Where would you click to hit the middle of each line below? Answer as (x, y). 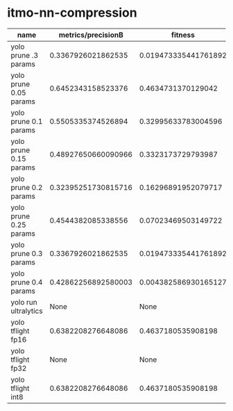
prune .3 (25, 55)
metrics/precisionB (91, 35)
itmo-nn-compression (72, 13)
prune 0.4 (27, 282)
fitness (183, 35)
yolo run (24, 302)
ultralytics (27, 311)
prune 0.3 (27, 253)
